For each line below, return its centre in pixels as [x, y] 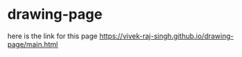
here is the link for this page [53, 36]
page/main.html [33, 44]
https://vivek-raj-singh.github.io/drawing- [167, 36]
